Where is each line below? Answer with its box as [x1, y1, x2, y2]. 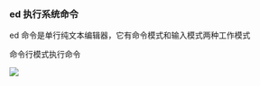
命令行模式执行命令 [9, 49, 81, 60]
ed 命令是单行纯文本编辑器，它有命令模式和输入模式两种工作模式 [9, 30, 251, 41]
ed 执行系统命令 [9, 7, 79, 20]
